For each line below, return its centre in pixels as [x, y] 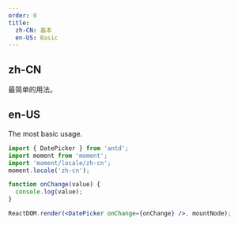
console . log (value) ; [49, 192]
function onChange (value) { [55, 185]
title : [19, 23]
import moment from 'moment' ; [58, 156]
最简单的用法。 [32, 90]
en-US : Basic [37, 37]
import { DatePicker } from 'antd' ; [68, 148]
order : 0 [23, 15]
